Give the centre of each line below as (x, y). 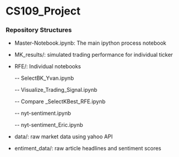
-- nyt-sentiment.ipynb (43, 114)
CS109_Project (43, 11)
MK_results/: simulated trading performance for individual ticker (93, 55)
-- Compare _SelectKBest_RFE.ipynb (60, 101)
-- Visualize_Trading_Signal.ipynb (56, 90)
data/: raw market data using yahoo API (63, 136)
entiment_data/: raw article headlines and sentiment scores (88, 149)
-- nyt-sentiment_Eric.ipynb (49, 125)
